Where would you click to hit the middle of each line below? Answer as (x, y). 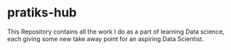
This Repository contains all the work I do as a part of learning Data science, (116, 32)
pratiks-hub (42, 13)
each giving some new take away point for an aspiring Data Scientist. (105, 38)
